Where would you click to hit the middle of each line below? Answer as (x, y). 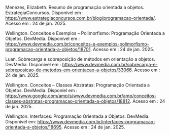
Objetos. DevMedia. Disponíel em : (41, 90)
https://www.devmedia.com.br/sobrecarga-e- (110, 64)
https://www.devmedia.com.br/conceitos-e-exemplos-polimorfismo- (77, 44)
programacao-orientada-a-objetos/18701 (48, 49)
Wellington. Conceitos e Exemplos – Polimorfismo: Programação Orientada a (85, 33)
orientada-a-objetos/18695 (33, 127)
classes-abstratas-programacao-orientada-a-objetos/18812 (68, 101)
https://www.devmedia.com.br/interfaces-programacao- (96, 122)
